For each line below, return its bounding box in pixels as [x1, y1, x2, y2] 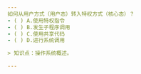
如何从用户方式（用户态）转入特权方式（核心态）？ [7, 10, 135, 18]
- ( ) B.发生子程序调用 [7, 23, 70, 31]
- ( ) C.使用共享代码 [7, 30, 66, 38]
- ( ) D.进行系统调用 [7, 37, 66, 44]
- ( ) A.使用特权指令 [7, 17, 66, 24]
